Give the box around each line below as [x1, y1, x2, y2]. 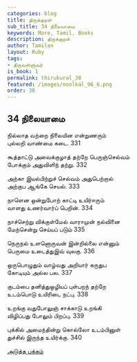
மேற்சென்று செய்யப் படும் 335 [7, 225, 85, 234]
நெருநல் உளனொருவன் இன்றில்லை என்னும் [7, 239, 120, 247]
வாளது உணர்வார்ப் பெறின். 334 [7, 203, 93, 211]
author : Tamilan [7, 42, 54, 49]
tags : [7, 55, 23, 62]
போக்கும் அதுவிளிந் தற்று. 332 [7, 160, 87, 169]
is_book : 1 [7, 68, 39, 75]
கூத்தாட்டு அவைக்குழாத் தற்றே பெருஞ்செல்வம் [7, 153, 130, 161]
